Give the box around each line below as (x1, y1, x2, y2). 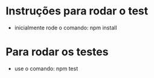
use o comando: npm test (14, 65, 79, 72)
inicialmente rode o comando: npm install (14, 24, 117, 31)
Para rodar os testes (5, 45, 109, 59)
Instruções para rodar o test (5, 4, 149, 18)
